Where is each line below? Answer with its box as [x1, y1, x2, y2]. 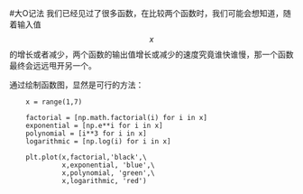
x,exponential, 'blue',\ [61, 161, 155, 170]
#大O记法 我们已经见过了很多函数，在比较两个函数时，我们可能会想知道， [9, 8, 284, 18]
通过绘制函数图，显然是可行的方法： [9, 79, 144, 90]
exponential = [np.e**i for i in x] [25, 121, 164, 130]
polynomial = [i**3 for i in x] [25, 129, 147, 138]
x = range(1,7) [25, 97, 83, 106]
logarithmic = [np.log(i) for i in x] [25, 137, 171, 146]
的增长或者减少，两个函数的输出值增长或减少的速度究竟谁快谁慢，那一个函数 [9, 49, 294, 60]
